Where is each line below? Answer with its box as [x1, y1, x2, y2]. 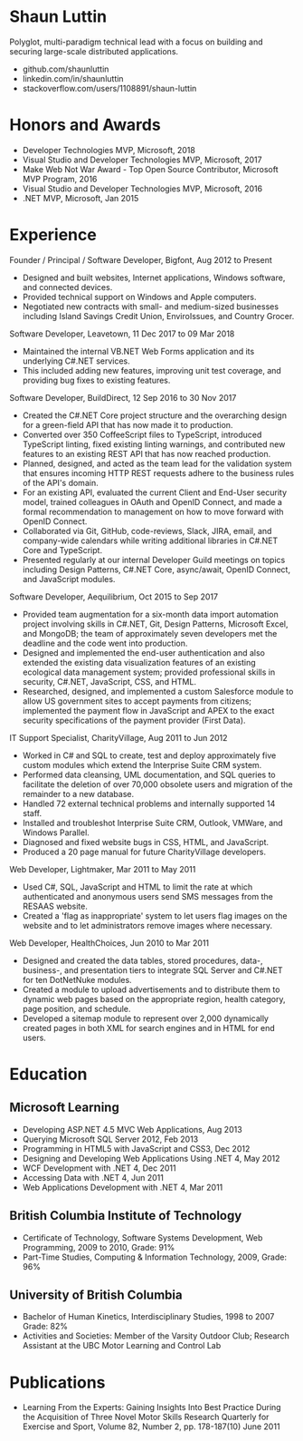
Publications [9, 1372, 106, 1393]
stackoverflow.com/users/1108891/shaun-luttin [22, 83, 197, 93]
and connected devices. [22, 281, 113, 292]
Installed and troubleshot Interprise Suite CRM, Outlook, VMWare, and [22, 817, 283, 828]
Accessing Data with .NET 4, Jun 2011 [22, 1172, 165, 1183]
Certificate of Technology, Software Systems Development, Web [22, 1232, 263, 1243]
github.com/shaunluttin [22, 63, 109, 74]
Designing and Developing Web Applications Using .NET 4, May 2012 [22, 1153, 280, 1164]
